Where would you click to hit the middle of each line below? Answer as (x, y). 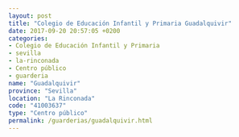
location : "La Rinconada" (52, 98)
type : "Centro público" (48, 114)
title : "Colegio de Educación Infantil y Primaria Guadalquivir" (120, 23)
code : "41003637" (37, 106)
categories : (28, 38)
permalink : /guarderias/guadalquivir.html (80, 121)
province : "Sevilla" (43, 91)
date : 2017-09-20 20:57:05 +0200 (64, 31)
